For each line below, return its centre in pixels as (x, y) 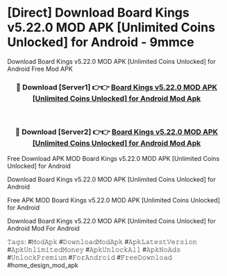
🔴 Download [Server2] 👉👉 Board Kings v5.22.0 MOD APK (117, 132)
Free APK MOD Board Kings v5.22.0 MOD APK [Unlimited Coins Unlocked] (114, 200)
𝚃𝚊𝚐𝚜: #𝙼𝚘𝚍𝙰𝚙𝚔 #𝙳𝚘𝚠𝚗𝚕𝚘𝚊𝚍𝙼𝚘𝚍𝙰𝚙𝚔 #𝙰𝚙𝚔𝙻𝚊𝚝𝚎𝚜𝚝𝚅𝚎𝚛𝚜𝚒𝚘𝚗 (102, 241)
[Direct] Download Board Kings (98, 13)
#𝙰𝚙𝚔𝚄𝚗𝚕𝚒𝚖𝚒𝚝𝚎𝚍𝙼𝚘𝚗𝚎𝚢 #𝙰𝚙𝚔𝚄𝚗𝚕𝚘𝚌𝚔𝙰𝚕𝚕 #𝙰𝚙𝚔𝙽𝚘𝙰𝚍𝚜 (94, 249)
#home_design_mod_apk (43, 265)
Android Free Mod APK (40, 69)
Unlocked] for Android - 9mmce (101, 42)
